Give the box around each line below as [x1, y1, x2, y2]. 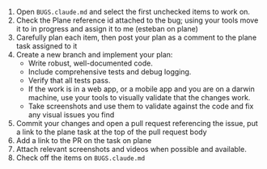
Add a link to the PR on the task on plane [15, 136, 152, 145]
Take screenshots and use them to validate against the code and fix [28, 101, 254, 111]
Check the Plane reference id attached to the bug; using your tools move [15, 15, 259, 25]
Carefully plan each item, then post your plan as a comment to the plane [15, 32, 257, 42]
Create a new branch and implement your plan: [15, 50, 173, 59]
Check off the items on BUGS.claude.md [15, 153, 146, 163]
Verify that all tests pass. [28, 76, 111, 85]
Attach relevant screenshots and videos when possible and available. [15, 145, 247, 154]
